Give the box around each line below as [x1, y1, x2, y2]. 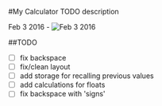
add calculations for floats [19, 80, 106, 90]
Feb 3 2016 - [8, 22, 50, 31]
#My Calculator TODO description [8, 7, 119, 16]
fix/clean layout [19, 62, 71, 72]
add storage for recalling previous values [19, 71, 154, 80]
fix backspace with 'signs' [19, 89, 106, 99]
